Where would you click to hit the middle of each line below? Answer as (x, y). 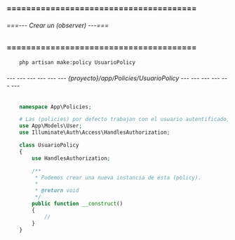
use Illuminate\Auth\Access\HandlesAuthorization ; (95, 133)
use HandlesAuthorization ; (71, 158)
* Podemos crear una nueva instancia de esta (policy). (118, 177)
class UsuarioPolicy (49, 145)
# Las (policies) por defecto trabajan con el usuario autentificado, (125, 120)
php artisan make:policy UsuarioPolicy (78, 62)
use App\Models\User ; (51, 126)
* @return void (57, 191)
